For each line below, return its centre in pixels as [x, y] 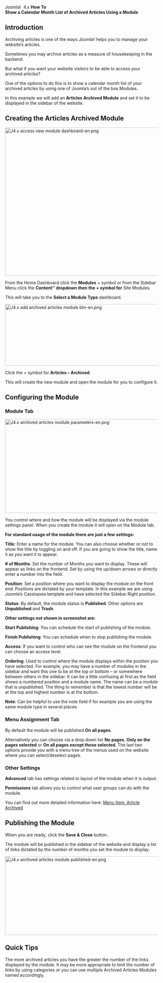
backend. [14, 59]
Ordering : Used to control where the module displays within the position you [81, 661]
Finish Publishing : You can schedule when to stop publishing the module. [79, 637]
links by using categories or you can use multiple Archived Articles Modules [81, 970]
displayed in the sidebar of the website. [44, 103]
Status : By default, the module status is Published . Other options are [74, 603]
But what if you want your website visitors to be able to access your [73, 68]
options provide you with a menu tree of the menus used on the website [77, 750]
